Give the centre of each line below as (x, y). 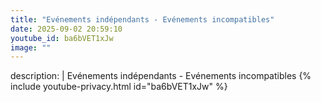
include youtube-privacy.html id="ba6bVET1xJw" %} (119, 87)
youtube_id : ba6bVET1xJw (62, 38)
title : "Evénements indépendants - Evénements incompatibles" (142, 19)
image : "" (31, 47)
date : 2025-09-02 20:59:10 (66, 29)
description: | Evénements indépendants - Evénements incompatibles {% (161, 76)
